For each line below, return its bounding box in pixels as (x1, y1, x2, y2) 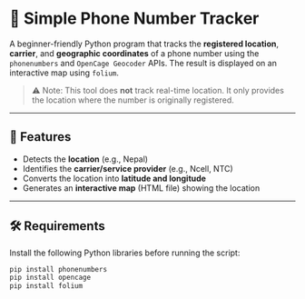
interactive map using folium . (9, 67, 120, 78)
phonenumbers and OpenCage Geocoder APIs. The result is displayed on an (9, 57, 277, 68)
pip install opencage (9, 273, 92, 283)
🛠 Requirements (9, 218, 106, 234)
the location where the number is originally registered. (31, 95, 234, 105)
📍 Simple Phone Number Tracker (9, 8, 260, 29)
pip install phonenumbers (9, 264, 107, 274)
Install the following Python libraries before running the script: (9, 247, 241, 258)
